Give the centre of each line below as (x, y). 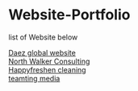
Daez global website (42, 52)
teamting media (34, 78)
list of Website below (43, 37)
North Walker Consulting (49, 61)
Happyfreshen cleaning (47, 69)
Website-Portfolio (69, 15)
